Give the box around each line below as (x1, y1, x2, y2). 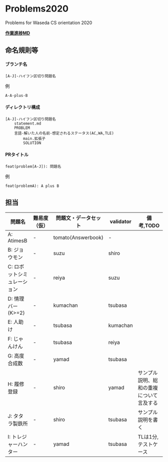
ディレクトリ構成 (5, 104, 40, 110)
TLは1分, (137, 433, 159, 440)
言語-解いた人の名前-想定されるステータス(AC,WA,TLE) (14, 131, 114, 136)
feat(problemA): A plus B (5, 183, 59, 188)
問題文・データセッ (55, 214, 101, 221)
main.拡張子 (23, 136, 46, 141)
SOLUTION (23, 140, 41, 146)
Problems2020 (5, 3, 69, 15)
